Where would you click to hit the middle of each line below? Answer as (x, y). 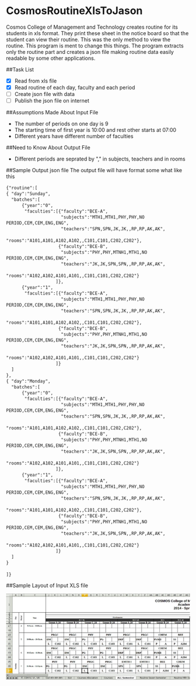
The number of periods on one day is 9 (62, 124)
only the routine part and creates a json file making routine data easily (90, 52)
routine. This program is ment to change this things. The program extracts (95, 46)
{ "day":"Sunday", (28, 194)
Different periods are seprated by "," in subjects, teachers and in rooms (100, 159)
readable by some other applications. (51, 58)
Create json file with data (44, 94)
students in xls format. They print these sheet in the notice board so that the (97, 33)
